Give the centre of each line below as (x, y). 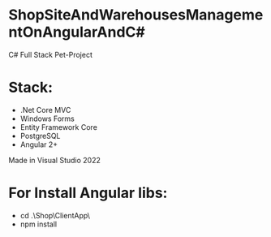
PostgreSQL (40, 136)
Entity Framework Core (58, 127)
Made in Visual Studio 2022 (55, 160)
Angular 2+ (39, 144)
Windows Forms (47, 118)
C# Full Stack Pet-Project (51, 54)
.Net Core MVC (45, 110)
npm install (39, 224)
